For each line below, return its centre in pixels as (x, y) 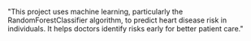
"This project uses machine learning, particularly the (95, 12)
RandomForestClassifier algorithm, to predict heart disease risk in (117, 20)
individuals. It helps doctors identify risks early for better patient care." (126, 29)
